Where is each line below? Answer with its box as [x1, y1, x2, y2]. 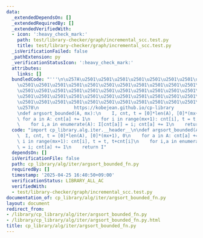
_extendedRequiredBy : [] [11, 20, 74, 26]
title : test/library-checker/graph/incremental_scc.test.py [17, 43, 172, 49]
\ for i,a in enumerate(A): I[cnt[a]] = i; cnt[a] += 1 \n [17, 122, 174, 128]
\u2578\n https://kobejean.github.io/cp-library [17, 104, 174, 111]
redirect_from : [6, 206, 45, 212]
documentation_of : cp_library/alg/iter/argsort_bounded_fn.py [6, 194, 166, 200]
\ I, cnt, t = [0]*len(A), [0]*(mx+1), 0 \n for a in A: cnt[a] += [17, 133, 199, 139]
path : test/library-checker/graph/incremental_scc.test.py [17, 37, 169, 43]
